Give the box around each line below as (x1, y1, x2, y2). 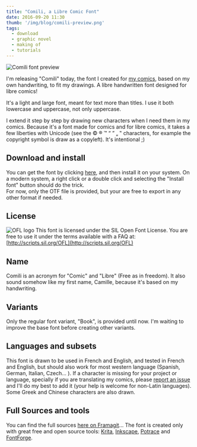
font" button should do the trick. (6, 181, 85, 189)
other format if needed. (6, 194, 63, 201)
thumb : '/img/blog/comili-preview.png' (6, 20, 105, 25)
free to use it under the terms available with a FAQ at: (6, 233, 136, 240)
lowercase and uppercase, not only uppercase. (6, 105, 122, 113)
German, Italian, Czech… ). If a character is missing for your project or (6, 369, 177, 376)
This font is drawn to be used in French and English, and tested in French (6, 357, 185, 364)
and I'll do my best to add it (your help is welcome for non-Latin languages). (6, 382, 192, 389)
